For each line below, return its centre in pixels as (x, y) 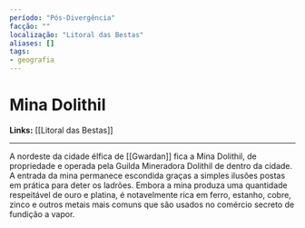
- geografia (32, 60)
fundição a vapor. (42, 213)
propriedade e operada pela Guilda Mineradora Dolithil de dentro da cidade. (151, 165)
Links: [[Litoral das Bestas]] (61, 130)
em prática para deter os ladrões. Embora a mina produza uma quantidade (148, 185)
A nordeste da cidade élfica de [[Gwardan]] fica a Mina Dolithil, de (133, 156)
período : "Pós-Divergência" (63, 18)
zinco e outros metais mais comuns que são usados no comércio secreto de (152, 204)
